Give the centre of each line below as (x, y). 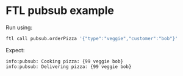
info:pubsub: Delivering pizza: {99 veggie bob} (69, 67)
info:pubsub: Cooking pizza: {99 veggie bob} (64, 61)
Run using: (19, 27)
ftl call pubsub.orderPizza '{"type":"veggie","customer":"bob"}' (92, 38)
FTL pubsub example (60, 11)
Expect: (15, 50)
